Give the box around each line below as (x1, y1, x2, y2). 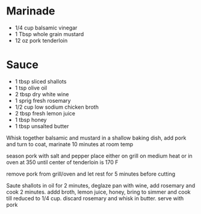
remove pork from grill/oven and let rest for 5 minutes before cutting (6, 170, 176, 177)
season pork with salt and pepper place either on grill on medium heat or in (6, 152, 193, 159)
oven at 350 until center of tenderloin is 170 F (6, 158, 119, 166)
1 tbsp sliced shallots (14, 78, 67, 85)
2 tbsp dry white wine (14, 90, 69, 97)
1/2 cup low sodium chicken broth (14, 103, 99, 111)
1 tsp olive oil (14, 84, 47, 91)
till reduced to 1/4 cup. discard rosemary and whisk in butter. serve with (6, 194, 184, 202)
